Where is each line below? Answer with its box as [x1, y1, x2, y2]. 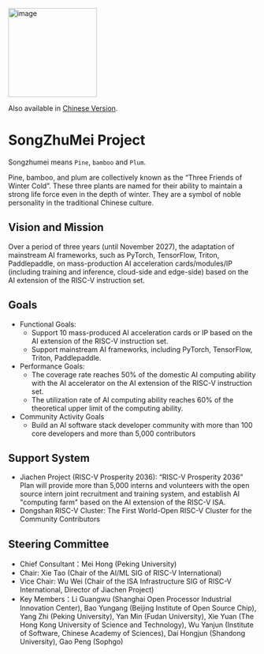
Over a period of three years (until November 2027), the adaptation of [8, 241, 235, 251]
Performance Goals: [19, 361, 85, 371]
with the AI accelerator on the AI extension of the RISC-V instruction [31, 378, 252, 387]
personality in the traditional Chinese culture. [8, 198, 154, 207]
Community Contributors [19, 514, 101, 524]
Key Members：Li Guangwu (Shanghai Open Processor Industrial [19, 595, 232, 604]
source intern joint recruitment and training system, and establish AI [19, 490, 240, 499]
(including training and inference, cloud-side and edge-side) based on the [8, 267, 249, 276]
